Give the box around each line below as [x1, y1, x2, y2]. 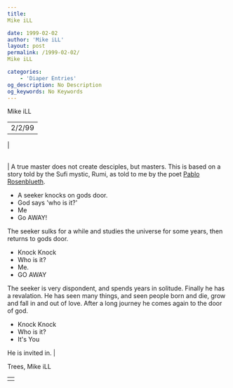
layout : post [7, 43, 46, 50]
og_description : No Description [7, 82, 102, 89]
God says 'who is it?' [17, 198, 78, 207]
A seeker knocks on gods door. [17, 191, 108, 200]
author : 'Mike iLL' [7, 36, 65, 43]
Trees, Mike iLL [7, 363, 51, 371]
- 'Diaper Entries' [20, 75, 77, 82]
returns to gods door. [7, 235, 69, 243]
